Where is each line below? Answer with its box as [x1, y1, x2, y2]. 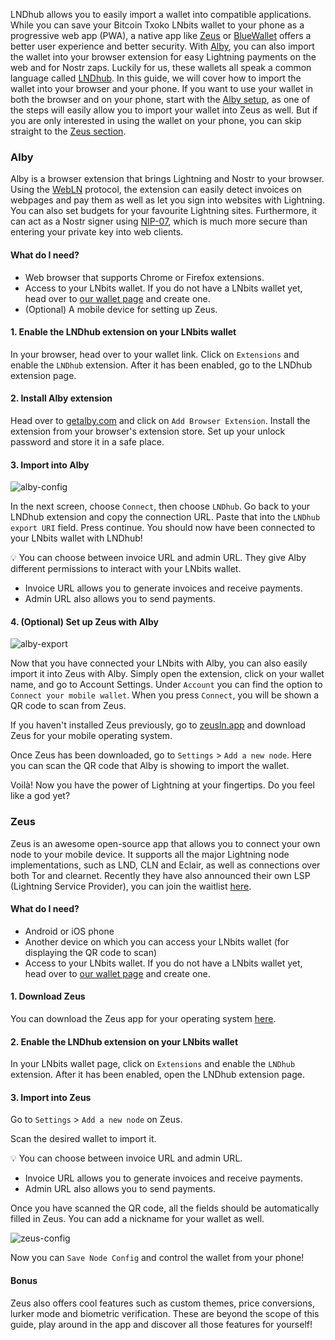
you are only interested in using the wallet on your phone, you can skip [10, 115, 302, 126]
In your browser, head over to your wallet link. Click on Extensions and [10, 348, 300, 360]
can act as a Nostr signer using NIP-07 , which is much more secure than [10, 215, 308, 228]
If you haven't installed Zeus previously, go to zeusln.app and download [10, 719, 306, 731]
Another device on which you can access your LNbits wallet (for [24, 935, 290, 948]
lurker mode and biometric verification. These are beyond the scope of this [10, 1307, 320, 1319]
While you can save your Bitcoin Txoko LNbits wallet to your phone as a [10, 19, 305, 31]
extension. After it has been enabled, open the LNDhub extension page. [10, 1069, 305, 1081]
